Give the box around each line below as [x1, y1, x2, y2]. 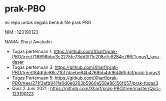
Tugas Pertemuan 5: [11, 75, 53, 81]
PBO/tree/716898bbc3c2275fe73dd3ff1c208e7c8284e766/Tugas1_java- [11, 53, 161, 60]
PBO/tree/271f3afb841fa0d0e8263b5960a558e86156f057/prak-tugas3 [11, 80, 158, 86]
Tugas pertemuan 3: [11, 64, 53, 70]
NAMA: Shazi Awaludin [4, 38, 52, 45]
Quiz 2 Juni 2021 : [11, 85, 49, 91]
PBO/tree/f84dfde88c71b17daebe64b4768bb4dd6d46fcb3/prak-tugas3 [11, 69, 160, 75]
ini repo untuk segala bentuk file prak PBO [4, 19, 91, 25]
